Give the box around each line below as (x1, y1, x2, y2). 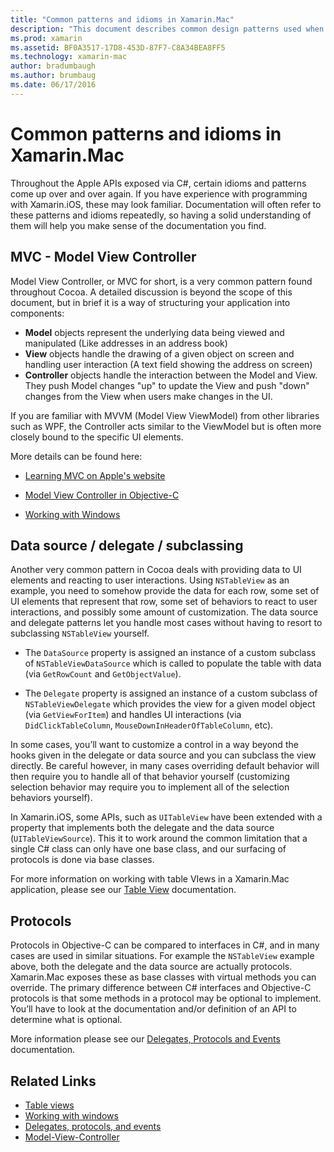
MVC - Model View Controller (10, 249, 197, 266)
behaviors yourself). (10, 792, 93, 804)
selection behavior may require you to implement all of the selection (10, 781, 290, 793)
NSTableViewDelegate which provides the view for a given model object (24, 698, 316, 710)
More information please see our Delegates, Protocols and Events (10, 1033, 281, 1045)
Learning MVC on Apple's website (24, 469, 166, 481)
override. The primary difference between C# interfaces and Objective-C (10, 982, 312, 994)
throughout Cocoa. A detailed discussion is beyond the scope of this (10, 286, 293, 298)
